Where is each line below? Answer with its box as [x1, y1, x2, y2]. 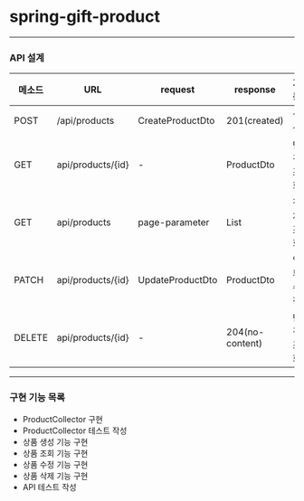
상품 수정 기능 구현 [22, 458, 89, 469]
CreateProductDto [138, 115, 215, 128]
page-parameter [138, 216, 210, 229]
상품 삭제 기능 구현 [22, 470, 89, 481]
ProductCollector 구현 [22, 413, 103, 424]
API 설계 [9, 52, 45, 64]
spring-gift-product [9, 6, 161, 27]
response [233, 83, 276, 96]
